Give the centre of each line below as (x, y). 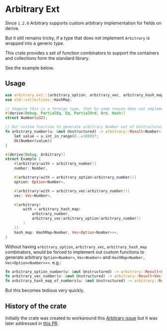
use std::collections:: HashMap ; (39, 100)
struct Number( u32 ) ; (27, 118)
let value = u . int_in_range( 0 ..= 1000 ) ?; (56, 136)
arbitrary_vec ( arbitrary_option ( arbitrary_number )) (86, 219)
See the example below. (30, 68)
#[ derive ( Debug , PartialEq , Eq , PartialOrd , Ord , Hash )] (65, 113)
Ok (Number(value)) (33, 141)
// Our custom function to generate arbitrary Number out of (70, 127)
